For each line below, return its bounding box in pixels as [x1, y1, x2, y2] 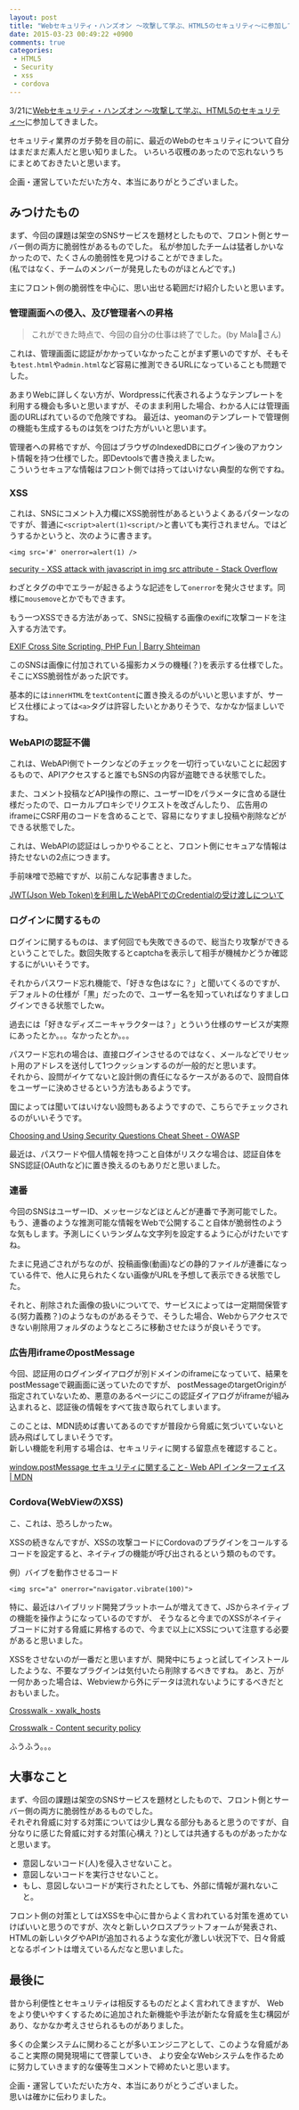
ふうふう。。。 [9, 1740, 56, 1752]
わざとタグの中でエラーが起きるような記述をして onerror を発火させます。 [9, 582, 279, 593]
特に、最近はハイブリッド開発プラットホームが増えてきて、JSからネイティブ [9, 1601, 289, 1612]
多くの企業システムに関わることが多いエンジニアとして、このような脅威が [9, 2039, 282, 2050]
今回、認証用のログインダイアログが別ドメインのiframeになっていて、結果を [9, 1368, 289, 1379]
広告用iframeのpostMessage [9, 1346, 135, 1359]
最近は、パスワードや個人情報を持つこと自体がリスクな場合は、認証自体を [9, 1148, 282, 1159]
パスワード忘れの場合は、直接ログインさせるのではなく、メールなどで [9, 1048, 267, 1059]
